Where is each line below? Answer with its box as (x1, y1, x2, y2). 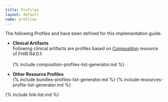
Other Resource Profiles (12, 71, 64, 77)
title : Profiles (5, 7, 39, 13)
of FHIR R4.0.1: (12, 51, 43, 57)
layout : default (5, 12, 39, 17)
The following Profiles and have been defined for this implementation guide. (5, 31, 162, 37)
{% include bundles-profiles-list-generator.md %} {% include (12, 76, 139, 83)
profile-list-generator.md (12, 82, 64, 88)
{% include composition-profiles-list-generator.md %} (12, 61, 124, 68)
